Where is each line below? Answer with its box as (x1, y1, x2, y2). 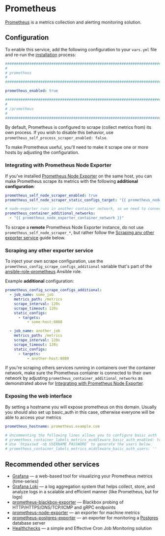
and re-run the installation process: (5, 52, 76, 57)
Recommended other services (5, 460, 100, 468)
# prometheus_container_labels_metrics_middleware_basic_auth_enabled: (5, 437, 155, 442)
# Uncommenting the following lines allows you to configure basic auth (5, 433, 157, 438)
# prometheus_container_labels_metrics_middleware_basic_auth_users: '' (5, 447, 157, 451)
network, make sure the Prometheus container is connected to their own (5, 370, 152, 376)
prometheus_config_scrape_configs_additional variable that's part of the (5, 263, 152, 269)
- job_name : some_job (9, 292, 54, 297)
